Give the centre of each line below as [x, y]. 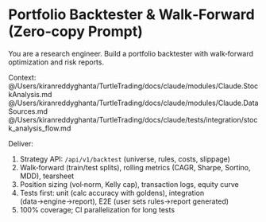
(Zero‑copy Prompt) [75, 31]
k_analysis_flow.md [40, 128]
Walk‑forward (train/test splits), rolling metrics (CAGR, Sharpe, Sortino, [135, 167]
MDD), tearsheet [47, 176]
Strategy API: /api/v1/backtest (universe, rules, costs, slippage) [125, 159]
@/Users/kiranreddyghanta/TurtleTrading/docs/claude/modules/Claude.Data [133, 103]
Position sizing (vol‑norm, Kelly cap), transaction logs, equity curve [129, 184]
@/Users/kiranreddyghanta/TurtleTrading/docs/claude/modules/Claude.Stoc [133, 86]
